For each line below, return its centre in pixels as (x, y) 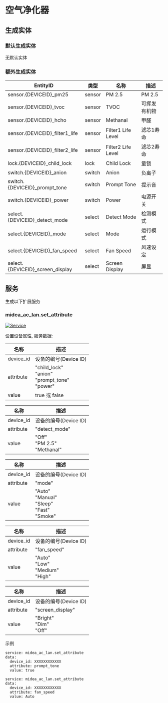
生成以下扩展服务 (23, 301)
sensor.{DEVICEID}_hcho (37, 120)
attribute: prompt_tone (34, 666)
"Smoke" (45, 516)
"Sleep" (44, 504)
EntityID (44, 85)
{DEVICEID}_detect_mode (38, 220)
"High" (43, 577)
